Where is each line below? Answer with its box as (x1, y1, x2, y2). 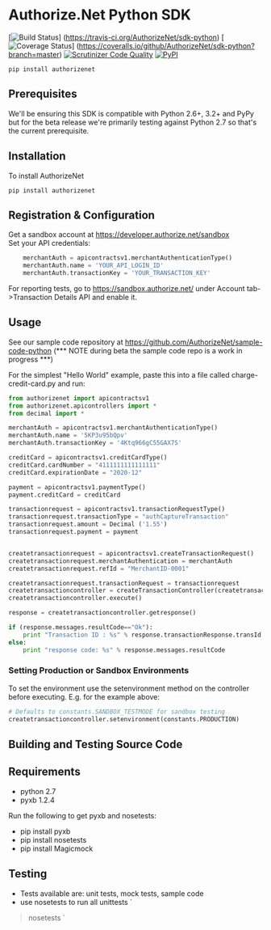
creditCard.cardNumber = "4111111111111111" (8, 461, 161, 469)
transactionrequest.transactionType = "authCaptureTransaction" (8, 513, 229, 521)
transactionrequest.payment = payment (8, 528, 139, 536)
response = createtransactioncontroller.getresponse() (8, 609, 197, 617)
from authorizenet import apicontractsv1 (8, 394, 150, 402)
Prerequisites (8, 87, 77, 101)
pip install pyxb (19, 826, 71, 836)
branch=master (8, 49, 60, 59)
